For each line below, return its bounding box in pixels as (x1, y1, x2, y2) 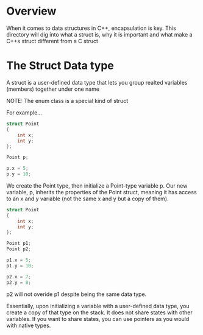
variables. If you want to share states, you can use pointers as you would (6, 315, 190, 322)
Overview (6, 4, 57, 18)
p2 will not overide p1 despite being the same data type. (6, 291, 147, 298)
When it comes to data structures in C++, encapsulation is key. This (6, 24, 177, 32)
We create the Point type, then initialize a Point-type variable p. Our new (6, 182, 188, 189)
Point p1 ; (6, 241, 32, 247)
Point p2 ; (6, 246, 32, 252)
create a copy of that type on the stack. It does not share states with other (6, 309, 193, 316)
